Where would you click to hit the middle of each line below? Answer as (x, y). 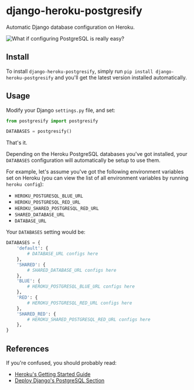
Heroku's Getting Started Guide (52, 374)
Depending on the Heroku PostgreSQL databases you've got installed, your (97, 154)
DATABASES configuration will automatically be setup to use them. (83, 161)
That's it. (17, 143)
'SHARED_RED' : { (37, 314)
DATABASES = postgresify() (39, 131)
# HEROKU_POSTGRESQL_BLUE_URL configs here (81, 286)
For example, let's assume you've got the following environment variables (95, 172)
